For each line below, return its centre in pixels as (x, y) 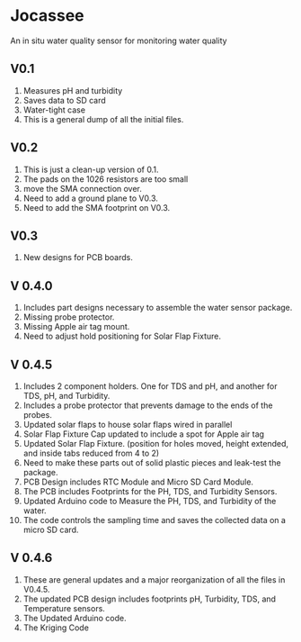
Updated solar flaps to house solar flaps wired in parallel (128, 425)
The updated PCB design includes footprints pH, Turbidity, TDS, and (150, 599)
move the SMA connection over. (83, 188)
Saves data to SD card (64, 100)
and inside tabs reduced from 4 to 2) (91, 453)
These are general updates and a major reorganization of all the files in (154, 579)
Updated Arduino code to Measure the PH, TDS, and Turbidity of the (150, 501)
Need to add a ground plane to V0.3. (90, 198)
